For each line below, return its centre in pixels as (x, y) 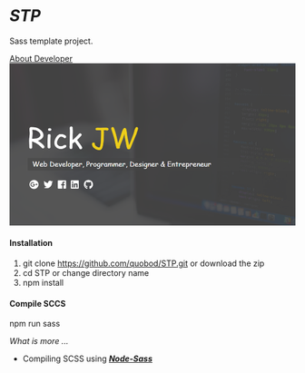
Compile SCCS (38, 303)
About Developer (41, 58)
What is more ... (39, 341)
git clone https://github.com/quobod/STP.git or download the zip (143, 263)
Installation (31, 243)
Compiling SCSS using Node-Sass (87, 358)
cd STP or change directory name (86, 273)
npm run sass (35, 324)
